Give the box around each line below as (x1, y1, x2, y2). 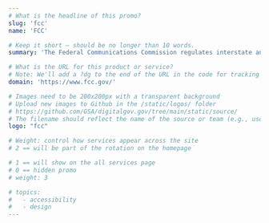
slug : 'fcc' (8, 19, 48, 27)
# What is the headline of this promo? (8, 11, 142, 20)
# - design (8, 203, 52, 211)
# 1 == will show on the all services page (8, 159, 156, 167)
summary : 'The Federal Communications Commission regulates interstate (8, 49, 252, 57)
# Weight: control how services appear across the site (8, 137, 199, 145)
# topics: (8, 188, 42, 197)
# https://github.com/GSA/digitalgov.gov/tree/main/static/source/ (8, 107, 239, 116)
